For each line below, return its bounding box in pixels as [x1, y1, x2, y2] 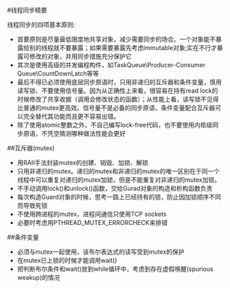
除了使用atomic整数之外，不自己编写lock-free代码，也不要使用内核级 [16, 121, 213, 129]
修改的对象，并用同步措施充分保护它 [29, 52, 132, 60]
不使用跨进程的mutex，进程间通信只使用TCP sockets [16, 210, 167, 218]
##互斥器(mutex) [7, 144, 55, 152]
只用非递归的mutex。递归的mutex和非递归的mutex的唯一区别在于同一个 [16, 167, 220, 175]
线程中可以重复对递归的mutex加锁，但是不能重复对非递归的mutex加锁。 [16, 176, 221, 184]
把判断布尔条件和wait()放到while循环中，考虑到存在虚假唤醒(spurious [16, 265, 214, 273]
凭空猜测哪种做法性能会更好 [47, 130, 126, 137]
